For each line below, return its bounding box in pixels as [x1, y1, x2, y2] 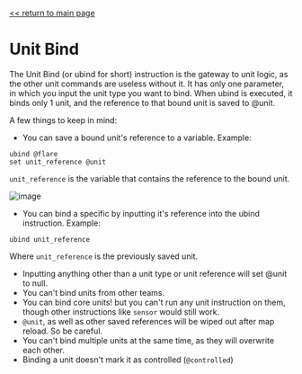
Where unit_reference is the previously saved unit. [9, 251, 199, 262]
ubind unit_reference [9, 235, 91, 244]
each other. [22, 344, 66, 355]
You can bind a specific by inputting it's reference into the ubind [22, 208, 261, 218]
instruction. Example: [22, 218, 101, 228]
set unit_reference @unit [9, 157, 106, 166]
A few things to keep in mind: [9, 114, 118, 125]
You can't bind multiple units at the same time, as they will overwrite [22, 334, 275, 345]
